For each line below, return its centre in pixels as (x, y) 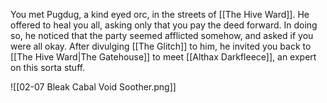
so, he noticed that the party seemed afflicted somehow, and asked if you (162, 35)
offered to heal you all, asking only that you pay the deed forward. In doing (164, 25)
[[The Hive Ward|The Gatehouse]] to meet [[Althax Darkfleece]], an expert (163, 57)
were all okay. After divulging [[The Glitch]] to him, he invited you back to (161, 46)
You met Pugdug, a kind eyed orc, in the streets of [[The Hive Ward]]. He (160, 14)
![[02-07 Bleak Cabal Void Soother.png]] (93, 87)
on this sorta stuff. (48, 67)
